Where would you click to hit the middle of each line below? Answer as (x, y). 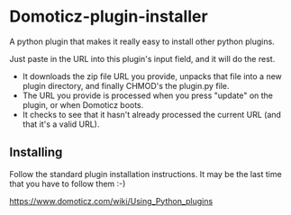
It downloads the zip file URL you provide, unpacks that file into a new (152, 76)
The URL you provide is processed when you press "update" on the (147, 95)
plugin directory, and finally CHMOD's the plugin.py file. (126, 85)
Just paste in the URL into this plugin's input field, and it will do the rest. (142, 58)
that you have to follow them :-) (68, 184)
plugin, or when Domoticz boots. (83, 104)
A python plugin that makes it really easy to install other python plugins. (142, 41)
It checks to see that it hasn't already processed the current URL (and (152, 114)
